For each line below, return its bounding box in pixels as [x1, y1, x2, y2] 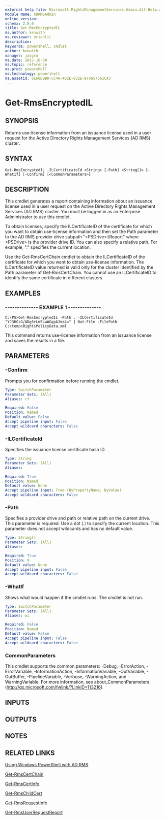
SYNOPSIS [5, 117, 39, 125]
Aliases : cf [5, 396, 29, 401]
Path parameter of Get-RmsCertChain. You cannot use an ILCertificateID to [5, 269, 157, 276]
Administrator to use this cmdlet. [5, 214, 71, 220]
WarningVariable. [5, 679, 40, 685]
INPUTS [5, 698, 29, 707]
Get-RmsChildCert [5, 790, 43, 796]
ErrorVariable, [5, 668, 33, 674]
